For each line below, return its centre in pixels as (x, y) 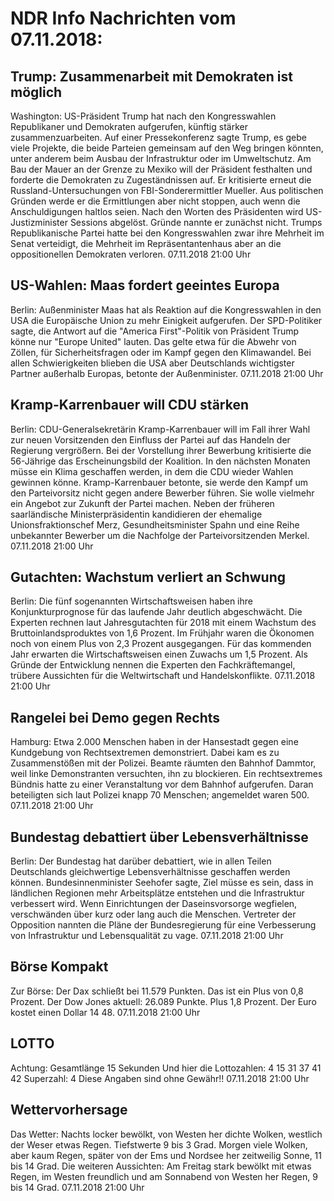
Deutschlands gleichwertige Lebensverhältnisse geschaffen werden (150, 872)
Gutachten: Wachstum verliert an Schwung (148, 577)
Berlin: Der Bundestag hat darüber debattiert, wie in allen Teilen (141, 861)
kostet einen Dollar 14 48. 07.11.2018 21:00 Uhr (105, 1012)
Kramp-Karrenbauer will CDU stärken (130, 405)
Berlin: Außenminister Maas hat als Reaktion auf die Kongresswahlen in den (166, 309)
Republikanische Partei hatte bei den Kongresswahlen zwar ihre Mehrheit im (167, 233)
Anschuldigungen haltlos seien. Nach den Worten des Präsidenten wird (157, 211)
